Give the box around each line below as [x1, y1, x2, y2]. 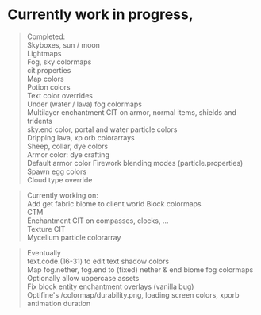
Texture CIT [26, 224, 66, 233]
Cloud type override [26, 175, 93, 184]
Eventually [26, 248, 61, 257]
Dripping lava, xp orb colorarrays [26, 133, 136, 142]
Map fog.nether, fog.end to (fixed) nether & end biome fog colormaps [26, 264, 254, 275]
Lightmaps [26, 48, 62, 58]
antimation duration [26, 298, 91, 308]
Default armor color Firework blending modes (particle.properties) [26, 158, 244, 167]
